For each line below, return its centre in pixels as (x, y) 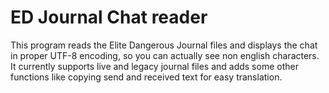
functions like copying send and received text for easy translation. (146, 77)
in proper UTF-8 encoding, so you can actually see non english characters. (165, 55)
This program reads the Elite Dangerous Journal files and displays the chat (164, 45)
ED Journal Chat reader (109, 17)
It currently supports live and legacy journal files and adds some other (154, 66)
